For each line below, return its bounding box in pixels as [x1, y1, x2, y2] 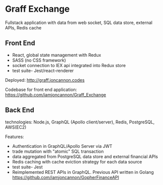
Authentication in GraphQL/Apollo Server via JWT [12, 143, 113, 149]
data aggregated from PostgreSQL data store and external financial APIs [12, 153, 158, 160]
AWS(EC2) [5, 124, 27, 130]
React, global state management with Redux [12, 52, 101, 58]
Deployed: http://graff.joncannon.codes [5, 77, 85, 83]
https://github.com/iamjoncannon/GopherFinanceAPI [12, 174, 119, 180]
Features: [5, 134, 24, 139]
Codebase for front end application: [5, 87, 77, 92]
